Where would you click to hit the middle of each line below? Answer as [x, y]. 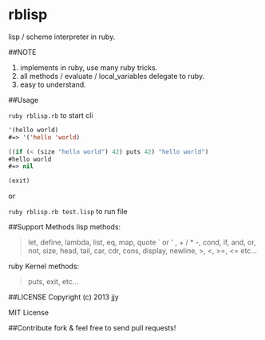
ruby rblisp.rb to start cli [51, 115]
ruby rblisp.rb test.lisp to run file [68, 212]
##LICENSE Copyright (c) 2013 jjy [64, 297]
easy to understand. [53, 84]
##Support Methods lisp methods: [65, 227]
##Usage [24, 100]
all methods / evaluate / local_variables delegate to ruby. [112, 76]
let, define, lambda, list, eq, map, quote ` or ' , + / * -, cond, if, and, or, [142, 242]
